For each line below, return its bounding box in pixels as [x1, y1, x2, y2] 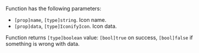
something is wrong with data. [5, 41, 80, 47]
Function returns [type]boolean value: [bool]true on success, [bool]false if [5, 34, 193, 41]
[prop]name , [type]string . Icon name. [14, 16, 107, 23]
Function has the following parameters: [5, 5, 102, 12]
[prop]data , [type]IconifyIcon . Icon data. [14, 23, 117, 29]
